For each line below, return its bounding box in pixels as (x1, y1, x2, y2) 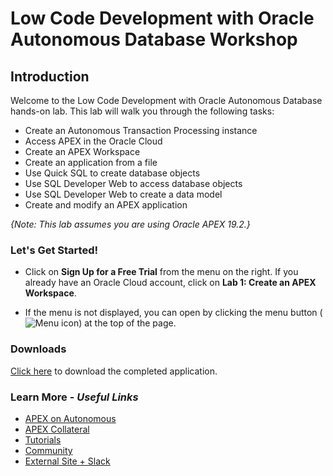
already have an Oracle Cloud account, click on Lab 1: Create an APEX (24, 277, 317, 289)
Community (24, 444, 73, 456)
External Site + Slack (24, 455, 111, 467)
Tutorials (24, 433, 62, 446)
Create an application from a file (24, 157, 158, 168)
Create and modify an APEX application (24, 199, 188, 211)
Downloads (10, 342, 67, 356)
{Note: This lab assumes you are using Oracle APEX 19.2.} (10, 218, 251, 230)
